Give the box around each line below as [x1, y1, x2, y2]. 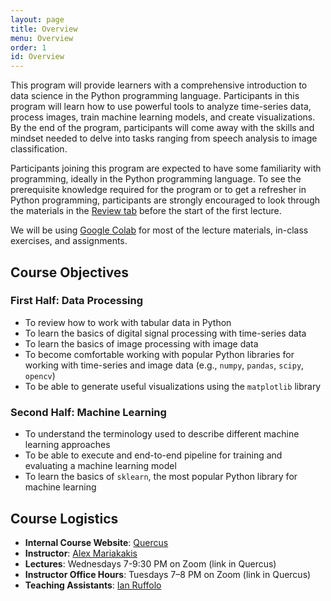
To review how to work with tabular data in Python [24, 316, 232, 328]
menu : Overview [10, 33, 74, 43]
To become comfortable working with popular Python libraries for [24, 348, 295, 360]
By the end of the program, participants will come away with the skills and [10, 122, 315, 134]
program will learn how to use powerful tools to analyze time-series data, [10, 101, 312, 113]
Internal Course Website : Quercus [24, 536, 169, 548]
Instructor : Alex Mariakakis [24, 547, 138, 559]
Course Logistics [10, 510, 119, 527]
